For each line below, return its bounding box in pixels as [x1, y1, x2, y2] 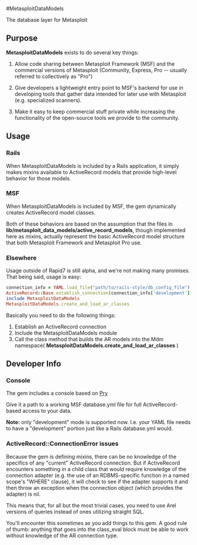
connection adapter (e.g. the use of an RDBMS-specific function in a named [6, 472, 189, 479]
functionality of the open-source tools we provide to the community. [14, 114, 180, 121]
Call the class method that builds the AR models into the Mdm [14, 335, 164, 342]
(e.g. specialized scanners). [14, 96, 82, 103]
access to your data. [22, 408, 72, 415]
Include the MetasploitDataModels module [14, 329, 117, 337]
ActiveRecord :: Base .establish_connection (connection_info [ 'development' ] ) [6, 290, 193, 296]
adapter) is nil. [6, 490, 41, 497]
